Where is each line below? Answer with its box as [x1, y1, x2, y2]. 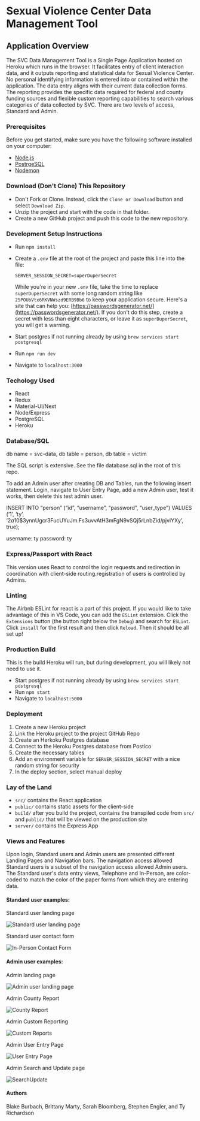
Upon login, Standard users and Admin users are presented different [6, 851, 175, 858]
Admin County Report [6, 995, 60, 1002]
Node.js [14, 154, 35, 161]
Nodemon [14, 167, 40, 174]
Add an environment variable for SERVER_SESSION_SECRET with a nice [14, 755, 180, 762]
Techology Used [6, 376, 55, 385]
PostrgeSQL [14, 161, 45, 168]
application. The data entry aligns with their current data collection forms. [6, 82, 187, 89]
